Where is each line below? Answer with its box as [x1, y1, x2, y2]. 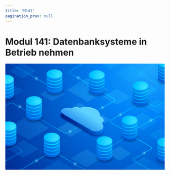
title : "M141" [5, 8, 35, 13]
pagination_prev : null [5, 13, 53, 19]
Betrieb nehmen [5, 47, 74, 58]
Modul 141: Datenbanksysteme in [5, 36, 147, 48]
